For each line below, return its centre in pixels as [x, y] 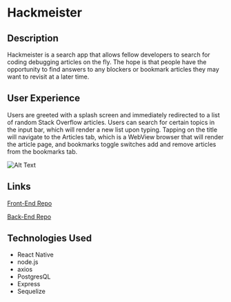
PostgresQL [34, 276]
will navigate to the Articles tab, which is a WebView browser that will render [115, 137]
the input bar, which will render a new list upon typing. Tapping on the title [112, 130]
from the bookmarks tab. [42, 151]
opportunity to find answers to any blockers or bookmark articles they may [113, 69]
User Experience [44, 98]
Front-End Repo [30, 203]
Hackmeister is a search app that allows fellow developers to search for [109, 54]
